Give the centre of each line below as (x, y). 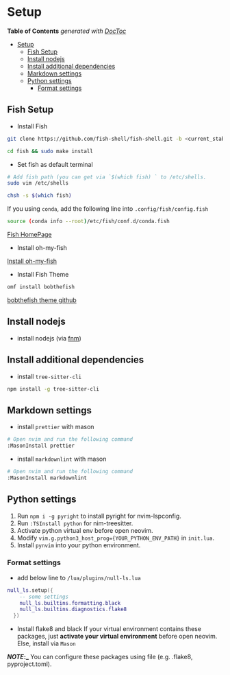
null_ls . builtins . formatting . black (70, 603)
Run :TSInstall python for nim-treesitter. (75, 523)
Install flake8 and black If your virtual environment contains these (109, 629)
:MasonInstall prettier (41, 446)
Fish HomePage (30, 234)
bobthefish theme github (42, 300)
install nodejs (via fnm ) (49, 338)
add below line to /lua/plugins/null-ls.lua (79, 577)
